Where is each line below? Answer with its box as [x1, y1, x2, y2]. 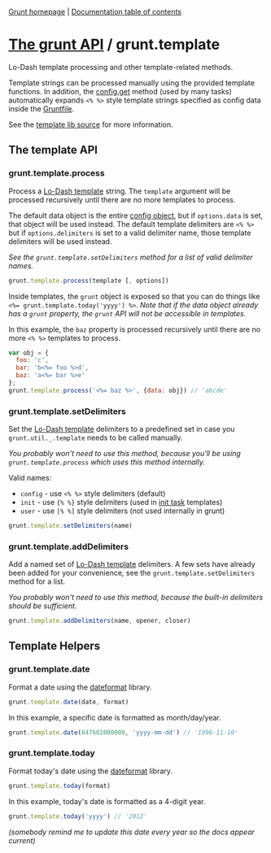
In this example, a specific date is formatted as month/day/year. [8, 712, 221, 722]
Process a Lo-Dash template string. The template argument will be [8, 186, 231, 196]
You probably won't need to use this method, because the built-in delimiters [8, 593, 264, 603]
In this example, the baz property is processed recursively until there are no [8, 324, 261, 334]
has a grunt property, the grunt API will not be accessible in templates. [8, 308, 247, 318]
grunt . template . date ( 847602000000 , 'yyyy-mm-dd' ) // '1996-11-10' [8, 728, 238, 737]
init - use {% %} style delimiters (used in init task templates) [20, 498, 223, 507]
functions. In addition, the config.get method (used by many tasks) [8, 86, 232, 96]
